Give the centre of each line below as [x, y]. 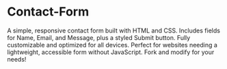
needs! [17, 59]
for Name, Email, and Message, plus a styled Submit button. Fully [99, 37]
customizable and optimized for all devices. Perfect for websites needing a [112, 45]
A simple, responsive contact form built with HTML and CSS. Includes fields [114, 30]
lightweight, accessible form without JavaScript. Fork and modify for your [111, 52]
